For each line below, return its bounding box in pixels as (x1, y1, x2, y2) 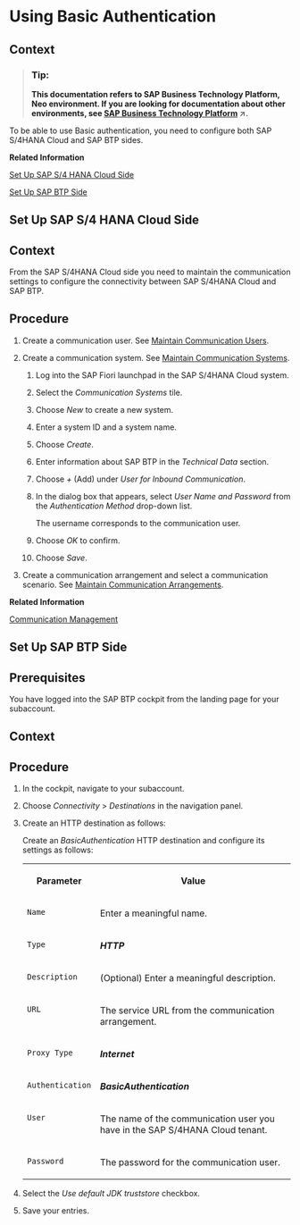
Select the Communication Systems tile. (35, 387, 183, 398)
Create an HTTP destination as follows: (21, 818, 167, 828)
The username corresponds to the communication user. (35, 517, 241, 528)
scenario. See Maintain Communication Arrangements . (21, 579, 224, 590)
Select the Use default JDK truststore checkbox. (21, 1188, 201, 1199)
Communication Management (9, 614, 119, 625)
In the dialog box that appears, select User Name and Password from (35, 491, 291, 501)
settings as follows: (21, 844, 94, 855)
